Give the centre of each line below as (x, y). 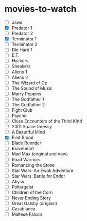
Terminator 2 (24, 44)
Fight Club (22, 110)
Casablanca (24, 209)
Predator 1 (22, 28)
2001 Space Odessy (32, 127)
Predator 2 (22, 34)
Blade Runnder (26, 143)
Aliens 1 (19, 72)
